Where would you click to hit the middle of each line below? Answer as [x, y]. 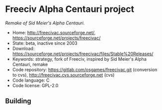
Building [18, 101]
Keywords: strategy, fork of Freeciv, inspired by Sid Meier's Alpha [79, 59]
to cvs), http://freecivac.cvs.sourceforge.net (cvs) [63, 75]
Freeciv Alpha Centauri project [70, 9]
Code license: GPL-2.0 [35, 85]
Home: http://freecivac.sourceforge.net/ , [54, 32]
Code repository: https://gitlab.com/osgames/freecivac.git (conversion [85, 69]
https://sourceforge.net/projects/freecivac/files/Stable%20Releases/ [83, 54]
